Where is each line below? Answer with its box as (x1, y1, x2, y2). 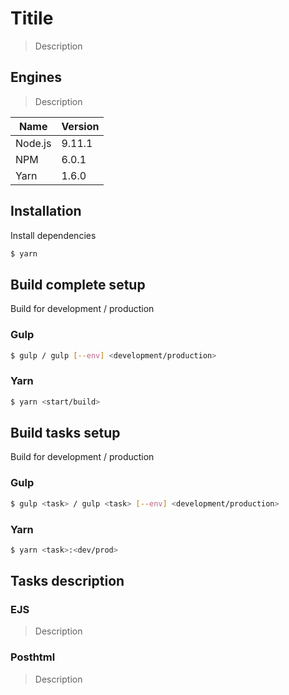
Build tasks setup (10, 424, 121, 441)
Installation (10, 203, 82, 220)
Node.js (15, 136, 52, 150)
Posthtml (10, 650, 56, 664)
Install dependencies (10, 229, 97, 241)
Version (61, 119, 100, 133)
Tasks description (10, 573, 125, 590)
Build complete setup (10, 276, 146, 293)
